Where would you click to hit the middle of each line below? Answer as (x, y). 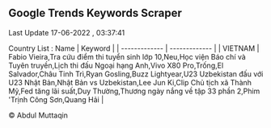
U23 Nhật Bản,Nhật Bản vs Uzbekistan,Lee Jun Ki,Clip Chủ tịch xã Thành (130, 82)
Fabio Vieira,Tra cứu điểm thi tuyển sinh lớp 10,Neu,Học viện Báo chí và (127, 56)
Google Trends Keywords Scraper (95, 13)
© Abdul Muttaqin (38, 115)
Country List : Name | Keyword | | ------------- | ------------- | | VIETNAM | (134, 48)
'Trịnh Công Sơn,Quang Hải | (56, 99)
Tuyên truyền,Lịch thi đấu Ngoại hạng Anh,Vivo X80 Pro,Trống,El (116, 65)
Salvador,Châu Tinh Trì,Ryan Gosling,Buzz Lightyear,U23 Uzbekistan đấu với (136, 74)
